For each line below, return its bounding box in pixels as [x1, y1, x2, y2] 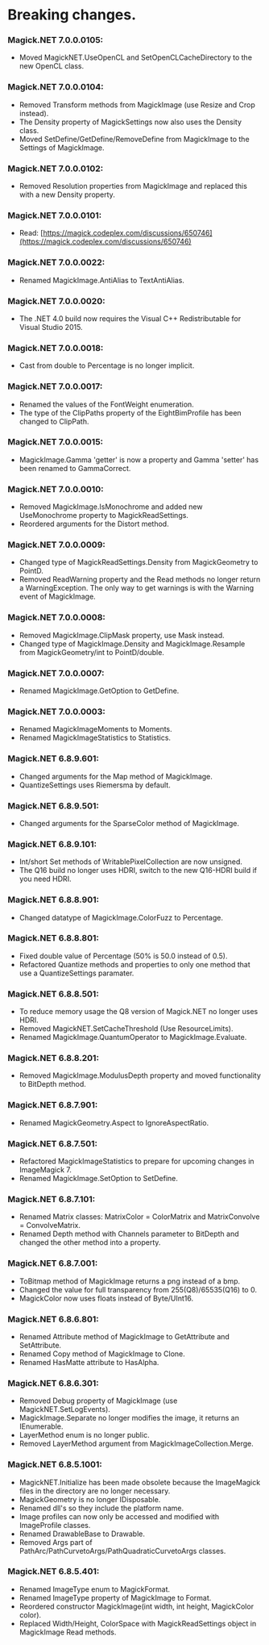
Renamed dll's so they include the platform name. [19, 1503, 184, 1513]
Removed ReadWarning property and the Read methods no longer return [19, 574, 261, 584]
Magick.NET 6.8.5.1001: [7, 1459, 102, 1470]
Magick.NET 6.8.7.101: [7, 1193, 96, 1205]
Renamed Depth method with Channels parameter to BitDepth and [19, 1229, 239, 1239]
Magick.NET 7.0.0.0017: [7, 381, 103, 392]
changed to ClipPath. [19, 416, 89, 426]
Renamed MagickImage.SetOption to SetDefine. [19, 1174, 179, 1184]
